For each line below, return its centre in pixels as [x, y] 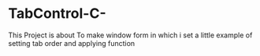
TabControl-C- [57, 14]
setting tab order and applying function [72, 43]
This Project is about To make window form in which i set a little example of [130, 35]
